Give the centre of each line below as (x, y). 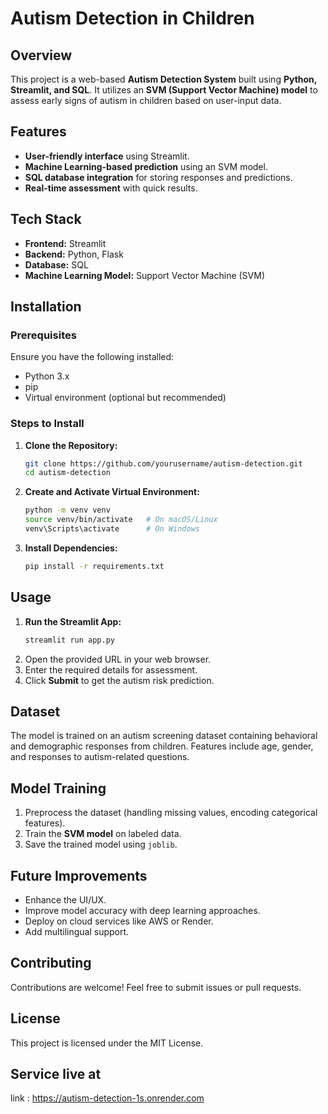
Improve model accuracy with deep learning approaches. (142, 910)
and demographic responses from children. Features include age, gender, (162, 746)
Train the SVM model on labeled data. (103, 834)
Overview (41, 55)
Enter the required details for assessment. (111, 669)
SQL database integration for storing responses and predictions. (158, 177)
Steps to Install (47, 424)
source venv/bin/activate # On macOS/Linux (121, 520)
